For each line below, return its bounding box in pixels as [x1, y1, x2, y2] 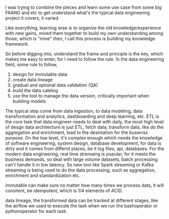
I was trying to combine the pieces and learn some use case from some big [5, 5, 162, 10]
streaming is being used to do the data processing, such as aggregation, [5, 167, 156, 173]
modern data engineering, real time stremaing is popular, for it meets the [5, 151, 156, 157]
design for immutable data [12, 71, 68, 77]
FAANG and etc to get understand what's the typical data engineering [5, 10, 150, 16]
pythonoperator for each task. [5, 208, 68, 214]
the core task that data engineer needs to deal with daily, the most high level [5, 119, 164, 124]
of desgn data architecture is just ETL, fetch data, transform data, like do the [5, 124, 164, 130]
